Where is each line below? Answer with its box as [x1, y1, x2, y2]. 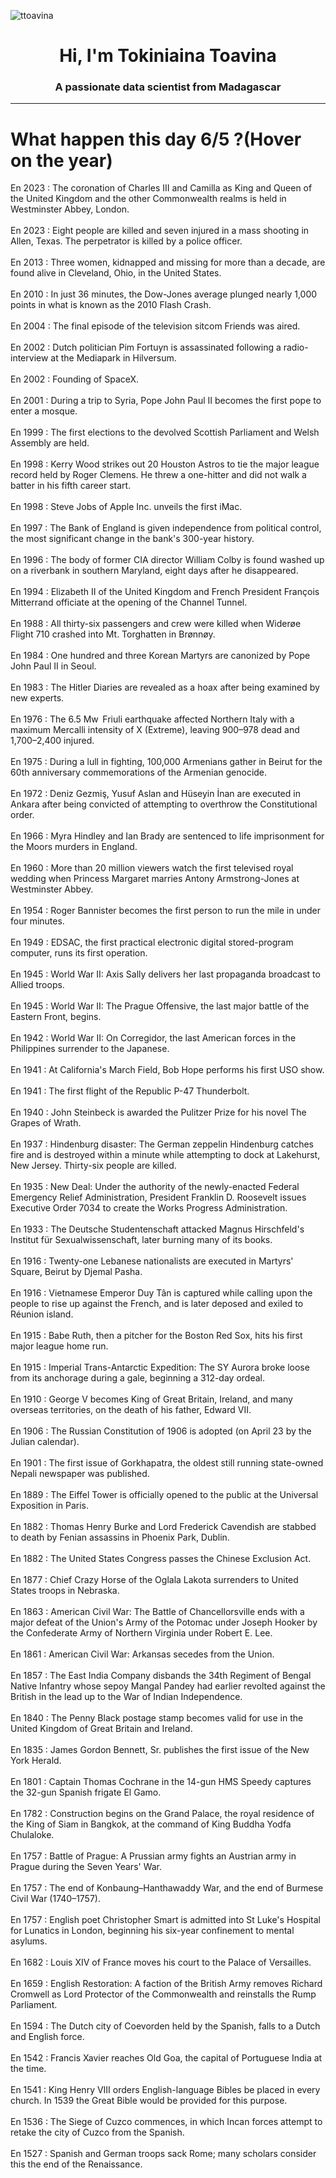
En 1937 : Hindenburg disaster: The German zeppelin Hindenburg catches [10, 1138, 314, 1150]
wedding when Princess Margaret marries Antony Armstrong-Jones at [10, 873, 300, 885]
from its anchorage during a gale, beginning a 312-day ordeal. [10, 1372, 265, 1384]
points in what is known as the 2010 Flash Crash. [10, 299, 212, 311]
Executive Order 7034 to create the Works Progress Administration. [10, 1202, 288, 1214]
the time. [10, 2063, 47, 2075]
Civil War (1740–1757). [10, 1893, 101, 1905]
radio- [283, 341, 309, 354]
